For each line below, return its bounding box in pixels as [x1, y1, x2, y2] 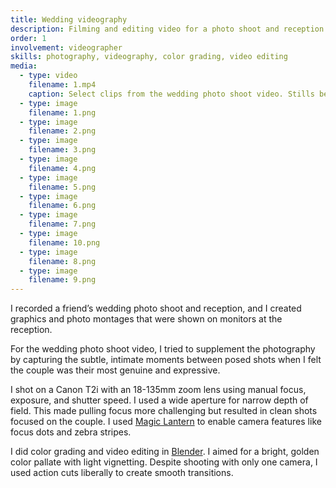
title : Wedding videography [10, 14, 128, 25]
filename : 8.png [28, 256, 97, 266]
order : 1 [10, 33, 47, 43]
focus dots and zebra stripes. [10, 426, 132, 438]
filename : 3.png [28, 145, 97, 155]
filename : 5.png [28, 182, 97, 192]
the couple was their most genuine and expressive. [10, 364, 221, 376]
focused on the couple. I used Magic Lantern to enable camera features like [10, 416, 322, 428]
